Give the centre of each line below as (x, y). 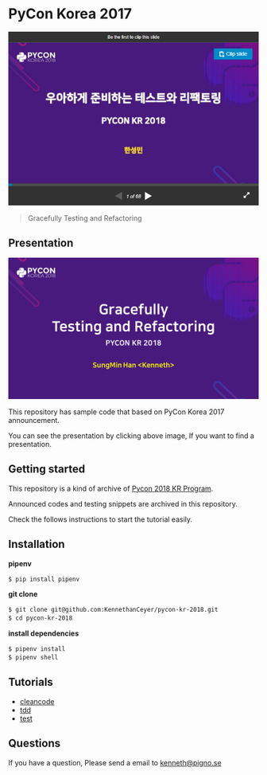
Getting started (47, 470)
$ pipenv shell (33, 658)
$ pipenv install (37, 649)
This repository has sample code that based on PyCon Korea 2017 (116, 412)
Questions (35, 744)
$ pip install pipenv (44, 579)
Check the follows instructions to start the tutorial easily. (101, 519)
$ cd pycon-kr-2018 (41, 618)
